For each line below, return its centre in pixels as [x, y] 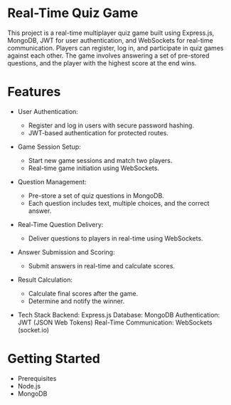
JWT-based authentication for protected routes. [98, 132]
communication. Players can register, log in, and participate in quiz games [116, 48]
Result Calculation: [45, 280]
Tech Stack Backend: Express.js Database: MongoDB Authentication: [119, 315]
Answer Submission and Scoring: [66, 252]
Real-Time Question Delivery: [60, 224]
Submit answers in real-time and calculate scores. [102, 265]
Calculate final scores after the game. [83, 293]
